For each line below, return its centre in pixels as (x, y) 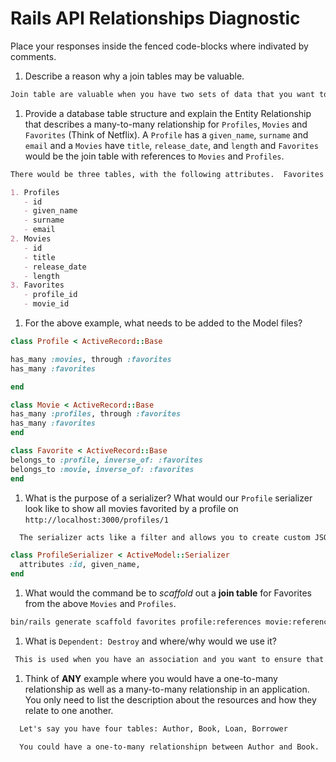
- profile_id (50, 295)
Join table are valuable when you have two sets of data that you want (162, 94)
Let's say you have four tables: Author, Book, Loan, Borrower (153, 728)
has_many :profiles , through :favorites (96, 414)
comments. (33, 56)
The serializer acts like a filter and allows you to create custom (165, 537)
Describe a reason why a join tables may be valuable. (134, 76)
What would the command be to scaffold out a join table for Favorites (168, 593)
